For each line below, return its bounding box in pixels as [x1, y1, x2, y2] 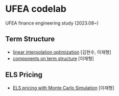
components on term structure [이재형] [12, 55, 94, 61]
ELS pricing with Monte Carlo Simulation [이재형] [12, 85, 115, 91]
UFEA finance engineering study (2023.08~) [5, 20, 99, 26]
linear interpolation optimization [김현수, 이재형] [12, 49, 111, 55]
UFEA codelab [5, 3, 66, 15]
